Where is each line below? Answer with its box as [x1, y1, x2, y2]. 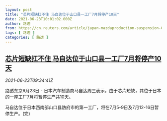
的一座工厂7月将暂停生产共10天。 [5, 94, 74, 100]
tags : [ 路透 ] [5, 30, 35, 35]
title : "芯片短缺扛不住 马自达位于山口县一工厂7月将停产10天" [5, 12, 119, 17]
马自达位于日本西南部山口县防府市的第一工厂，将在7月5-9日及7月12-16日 [5, 104, 155, 110]
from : [5, 26, 16, 31]
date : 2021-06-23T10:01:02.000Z [5, 16, 72, 21]
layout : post [5, 7, 32, 12]
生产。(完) [9, 110, 31, 117]
